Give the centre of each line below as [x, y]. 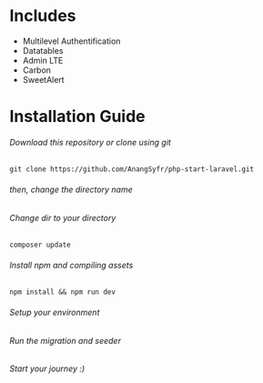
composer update [40, 245]
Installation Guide [77, 117]
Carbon [37, 70]
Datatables [43, 50]
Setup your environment [55, 312]
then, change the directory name [71, 189]
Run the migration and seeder [65, 340]
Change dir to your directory [63, 217]
